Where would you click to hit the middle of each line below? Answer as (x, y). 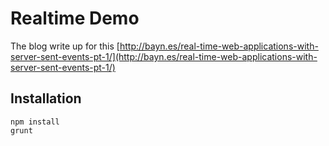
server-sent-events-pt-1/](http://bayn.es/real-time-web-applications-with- (164, 56)
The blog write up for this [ (65, 46)
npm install (35, 122)
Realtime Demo (75, 18)
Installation (46, 98)
